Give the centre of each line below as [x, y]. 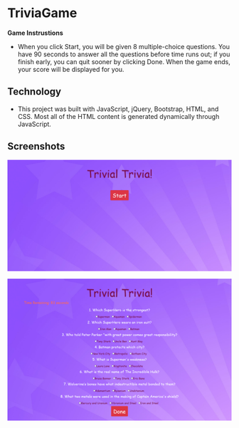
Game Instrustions [36, 33]
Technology [34, 92]
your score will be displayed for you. [71, 69]
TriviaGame [42, 13]
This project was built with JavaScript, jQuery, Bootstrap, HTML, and [118, 109]
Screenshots [36, 146]
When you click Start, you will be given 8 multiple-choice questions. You [123, 46]
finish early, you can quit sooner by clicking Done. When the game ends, [124, 61]
